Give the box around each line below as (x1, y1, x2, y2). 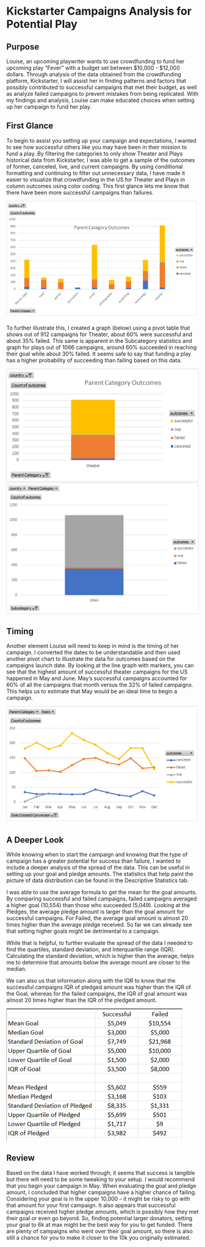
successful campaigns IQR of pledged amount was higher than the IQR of (6, 983, 191, 991)
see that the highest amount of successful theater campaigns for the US (6, 668, 188, 675)
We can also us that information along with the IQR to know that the (6, 977, 176, 984)
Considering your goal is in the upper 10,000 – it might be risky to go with (6, 1195, 190, 1202)
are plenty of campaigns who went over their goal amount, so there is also (6, 1227, 193, 1235)
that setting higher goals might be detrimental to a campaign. (6, 927, 160, 935)
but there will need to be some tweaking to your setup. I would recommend (6, 1176, 195, 1183)
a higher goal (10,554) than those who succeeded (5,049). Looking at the (6, 901, 190, 908)
